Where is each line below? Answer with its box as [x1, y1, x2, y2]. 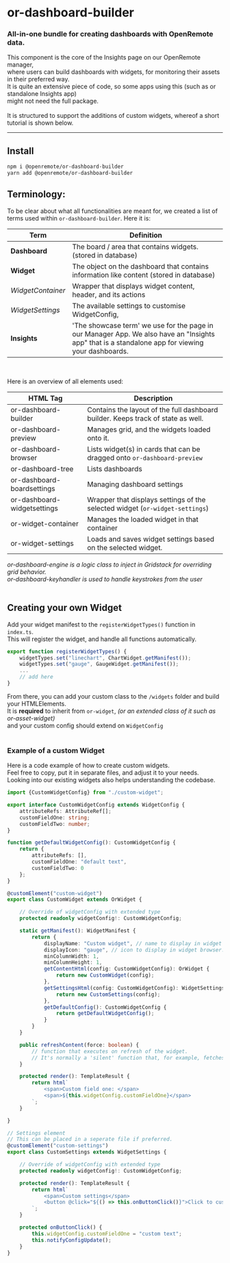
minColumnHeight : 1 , [43, 959, 103, 966]
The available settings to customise [71, 301, 186, 310]
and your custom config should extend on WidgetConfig [7, 721, 164, 729]
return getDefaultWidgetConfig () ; [55, 1010, 155, 1017]
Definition [129, 230, 163, 240]
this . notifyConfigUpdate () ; [31, 1236, 112, 1244]
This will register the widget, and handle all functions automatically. [7, 635, 197, 643]
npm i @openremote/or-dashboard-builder [7, 163, 125, 171]
